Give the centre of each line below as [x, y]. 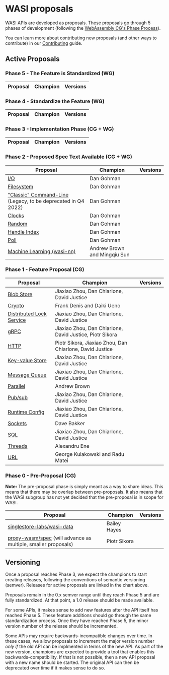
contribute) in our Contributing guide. [44, 43]
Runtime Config [26, 412]
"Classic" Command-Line [38, 194]
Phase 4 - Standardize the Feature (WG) [55, 101]
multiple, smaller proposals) [40, 545]
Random [18, 224]
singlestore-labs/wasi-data [41, 527]
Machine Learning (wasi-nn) [42, 251]
